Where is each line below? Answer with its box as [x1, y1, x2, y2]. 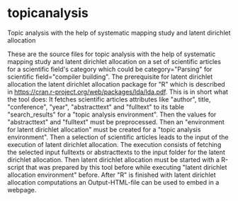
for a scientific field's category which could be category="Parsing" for [7, 65, 212, 73]
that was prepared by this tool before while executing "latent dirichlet [25, 163, 227, 171]
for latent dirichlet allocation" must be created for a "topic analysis [7, 125, 201, 134]
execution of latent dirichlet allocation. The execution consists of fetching [7, 140, 222, 148]
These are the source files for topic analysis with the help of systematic [7, 50, 216, 58]
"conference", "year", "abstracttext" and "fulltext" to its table [7, 102, 184, 111]
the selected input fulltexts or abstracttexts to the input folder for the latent [7, 148, 225, 156]
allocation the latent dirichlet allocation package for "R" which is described [7, 80, 225, 88]
